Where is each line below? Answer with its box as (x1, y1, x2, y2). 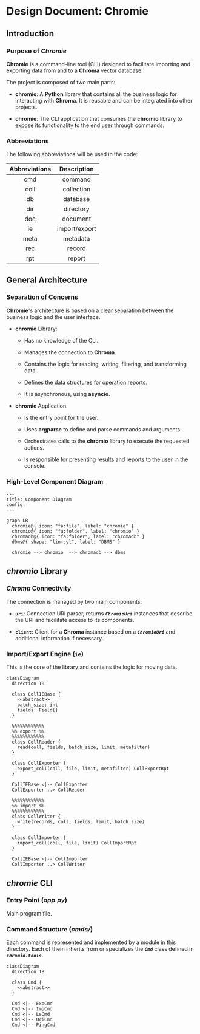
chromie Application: (15, 402, 68, 409)
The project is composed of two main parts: (6, 78, 116, 86)
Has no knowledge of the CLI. (24, 337, 99, 344)
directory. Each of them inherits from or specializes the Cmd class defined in (6, 945, 194, 953)
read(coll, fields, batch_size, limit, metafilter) (17, 744, 150, 751)
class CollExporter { (12, 761, 67, 767)
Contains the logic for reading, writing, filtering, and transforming (24, 360, 187, 368)
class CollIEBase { (12, 691, 61, 697)
